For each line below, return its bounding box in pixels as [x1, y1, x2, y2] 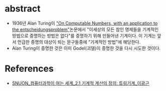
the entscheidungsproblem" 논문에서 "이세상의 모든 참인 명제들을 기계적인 [12, 26, 159, 32]
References [5, 63, 54, 74]
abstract [5, 3, 41, 14]
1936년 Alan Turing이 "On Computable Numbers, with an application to [12, 20, 158, 26]
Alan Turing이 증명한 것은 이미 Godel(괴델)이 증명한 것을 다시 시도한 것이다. [12, 45, 161, 51]
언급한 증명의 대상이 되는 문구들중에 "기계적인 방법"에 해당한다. [17, 38, 141, 45]
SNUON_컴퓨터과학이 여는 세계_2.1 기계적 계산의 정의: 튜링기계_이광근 [12, 80, 149, 86]
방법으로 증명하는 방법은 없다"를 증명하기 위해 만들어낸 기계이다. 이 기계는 [12, 32, 156, 38]
